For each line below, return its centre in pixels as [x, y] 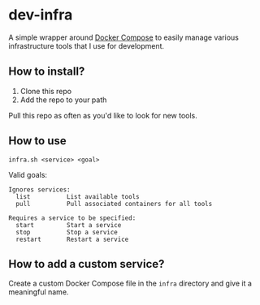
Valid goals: [28, 174]
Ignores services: [39, 189]
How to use [37, 141]
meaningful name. [39, 292]
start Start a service [69, 225]
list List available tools [78, 196]
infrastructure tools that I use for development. [87, 45]
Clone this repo [45, 91]
